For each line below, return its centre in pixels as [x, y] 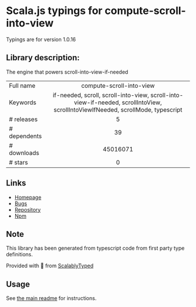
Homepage [28, 197]
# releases [23, 119]
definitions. [20, 254]
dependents [25, 136]
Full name [22, 85]
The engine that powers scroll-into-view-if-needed [67, 72]
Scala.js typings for [54, 11]
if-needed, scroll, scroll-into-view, [101, 95]
